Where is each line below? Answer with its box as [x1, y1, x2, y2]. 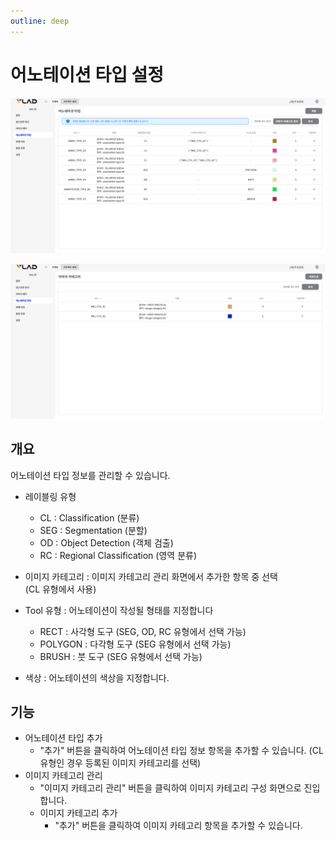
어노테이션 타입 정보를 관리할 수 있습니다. [10, 469, 171, 481]
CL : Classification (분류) [39, 511, 140, 524]
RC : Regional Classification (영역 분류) [39, 549, 197, 561]
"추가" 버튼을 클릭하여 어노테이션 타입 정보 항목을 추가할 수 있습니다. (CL [39, 745, 324, 757]
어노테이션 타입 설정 [10, 63, 165, 86]
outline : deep [10, 16, 70, 26]
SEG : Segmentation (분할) [39, 524, 148, 536]
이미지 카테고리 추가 [39, 807, 118, 819]
